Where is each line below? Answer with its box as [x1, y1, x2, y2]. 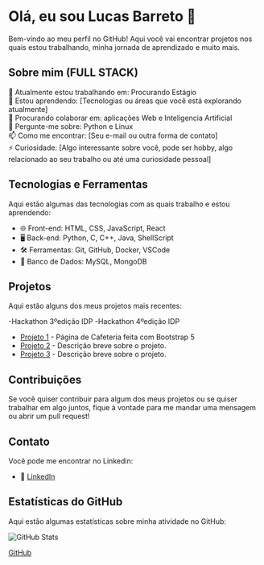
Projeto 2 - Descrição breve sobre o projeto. [19, 341, 167, 351]
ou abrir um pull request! [8, 411, 90, 422]
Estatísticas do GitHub [8, 495, 123, 509]
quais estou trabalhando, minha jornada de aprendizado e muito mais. [8, 42, 240, 52]
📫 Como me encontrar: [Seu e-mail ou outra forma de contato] [8, 131, 218, 140]
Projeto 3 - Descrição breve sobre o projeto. [19, 350, 167, 359]
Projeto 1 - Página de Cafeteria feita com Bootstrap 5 [19, 332, 195, 342]
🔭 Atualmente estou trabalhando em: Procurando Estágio [8, 87, 197, 97]
